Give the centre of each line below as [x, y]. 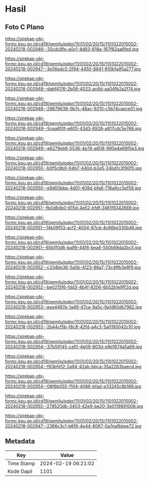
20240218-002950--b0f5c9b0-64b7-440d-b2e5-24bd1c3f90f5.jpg [74, 168]
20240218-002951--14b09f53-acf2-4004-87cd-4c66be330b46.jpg [74, 228]
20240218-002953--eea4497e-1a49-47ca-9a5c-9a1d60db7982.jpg [74, 307]
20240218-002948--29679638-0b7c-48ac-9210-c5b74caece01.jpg [74, 109]
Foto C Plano [25, 27]
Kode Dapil [20, 471]
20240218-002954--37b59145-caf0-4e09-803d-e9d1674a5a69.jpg [74, 347]
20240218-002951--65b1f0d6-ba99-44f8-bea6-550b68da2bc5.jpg [73, 247]
